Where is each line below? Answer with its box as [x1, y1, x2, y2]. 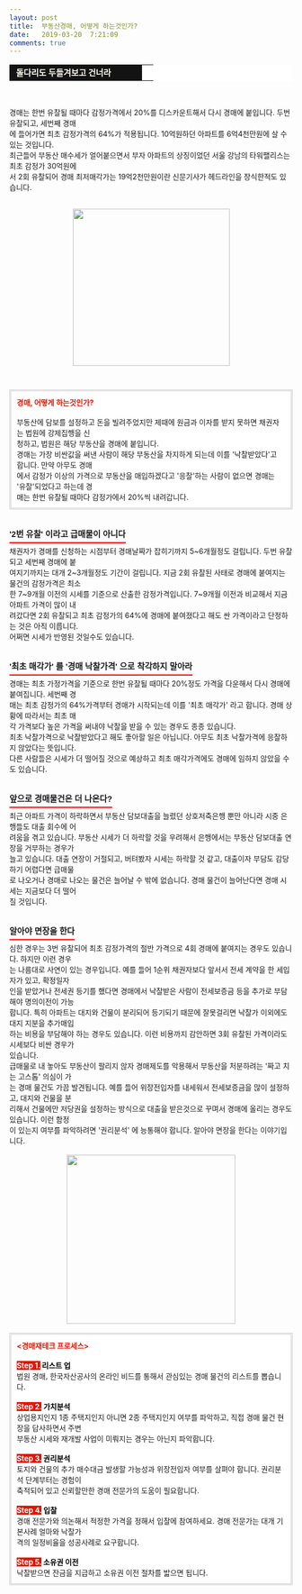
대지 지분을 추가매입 [9, 1018, 75, 1028]
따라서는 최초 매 [24, 711, 76, 721]
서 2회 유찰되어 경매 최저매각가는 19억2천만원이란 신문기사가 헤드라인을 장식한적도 [9, 172, 279, 182]
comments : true [9, 38, 67, 48]
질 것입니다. [9, 897, 48, 906]
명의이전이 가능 [24, 997, 75, 1007]
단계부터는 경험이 [25, 1475, 82, 1485]
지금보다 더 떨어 [24, 886, 76, 897]
